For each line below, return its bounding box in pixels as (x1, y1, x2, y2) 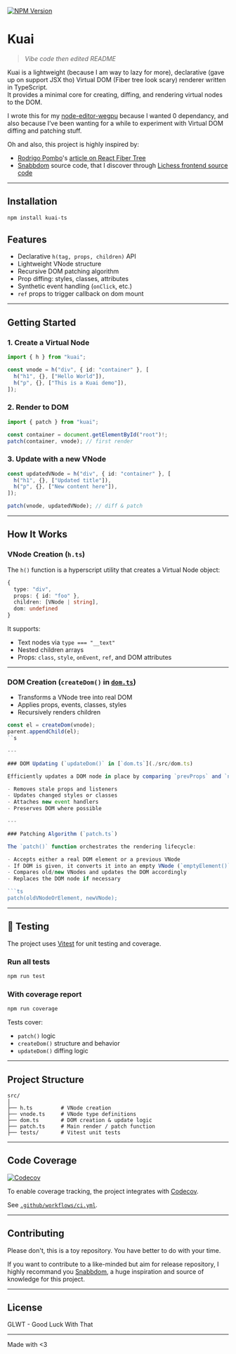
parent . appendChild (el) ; (7, 728, 80, 736)
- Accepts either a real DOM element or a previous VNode (7, 856, 181, 863)
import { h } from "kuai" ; (7, 353, 86, 361)
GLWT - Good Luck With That (7, 1320, 93, 1329)
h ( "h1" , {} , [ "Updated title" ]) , (13, 476, 112, 484)
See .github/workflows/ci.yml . (7, 1200, 98, 1209)
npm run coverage (7, 1005, 58, 1013)
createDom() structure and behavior (17, 1039, 121, 1048)
